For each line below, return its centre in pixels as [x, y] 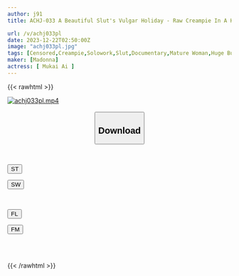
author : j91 [25, 14]
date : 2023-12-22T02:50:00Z [49, 40]
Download [119, 131]
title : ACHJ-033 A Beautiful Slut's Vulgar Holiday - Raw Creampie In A [117, 21]
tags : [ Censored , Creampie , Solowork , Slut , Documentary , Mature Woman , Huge [116, 53]
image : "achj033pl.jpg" [43, 47]
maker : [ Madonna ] [33, 60]
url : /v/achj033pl [34, 33]
